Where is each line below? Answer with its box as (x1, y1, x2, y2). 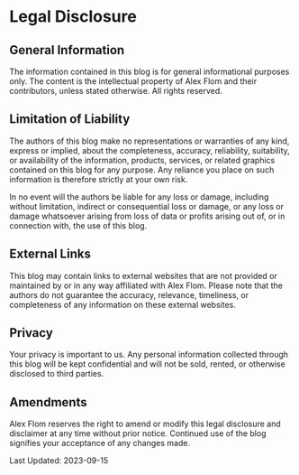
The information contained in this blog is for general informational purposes (9, 66, 290, 77)
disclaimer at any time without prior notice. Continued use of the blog (9, 428, 267, 439)
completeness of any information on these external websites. (9, 299, 236, 310)
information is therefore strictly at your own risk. (9, 173, 188, 184)
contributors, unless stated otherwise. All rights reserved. (9, 86, 222, 96)
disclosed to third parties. (9, 368, 104, 379)
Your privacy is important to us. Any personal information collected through (9, 349, 289, 360)
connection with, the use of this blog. (9, 219, 148, 231)
